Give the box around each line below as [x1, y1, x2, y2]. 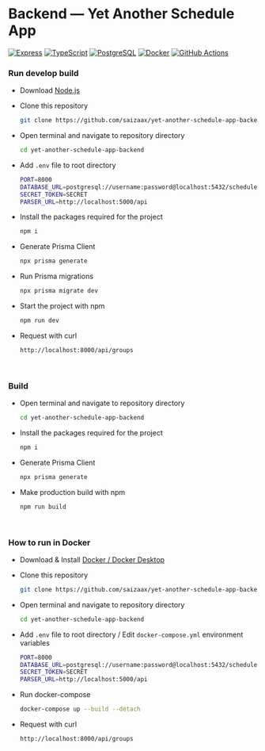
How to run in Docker [8, 537, 91, 548]
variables [19, 638, 50, 647]
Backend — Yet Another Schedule [8, 5, 235, 23]
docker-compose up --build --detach [19, 705, 141, 714]
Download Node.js [19, 86, 81, 95]
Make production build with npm [19, 487, 126, 496]
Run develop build [8, 67, 79, 79]
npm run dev [19, 316, 59, 325]
